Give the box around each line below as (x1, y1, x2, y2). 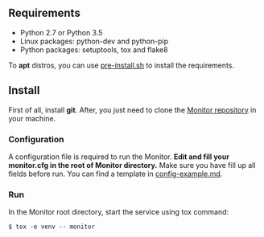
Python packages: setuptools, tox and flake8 (19, 44, 168, 55)
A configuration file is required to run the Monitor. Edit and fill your (8, 152, 229, 161)
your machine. (8, 113, 56, 123)
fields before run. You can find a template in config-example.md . (8, 169, 223, 178)
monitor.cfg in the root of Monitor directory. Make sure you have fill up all (8, 160, 256, 170)
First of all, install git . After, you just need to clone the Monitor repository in (8, 104, 257, 115)
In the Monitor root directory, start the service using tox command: (8, 207, 229, 217)
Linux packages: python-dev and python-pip (19, 36, 169, 46)
